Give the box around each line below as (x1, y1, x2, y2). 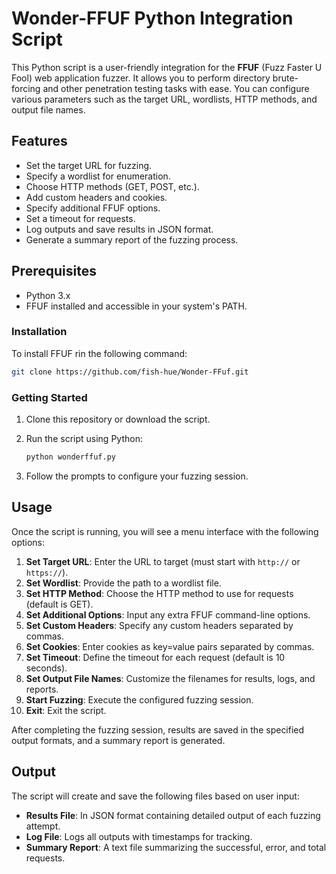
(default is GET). (25, 598, 94, 610)
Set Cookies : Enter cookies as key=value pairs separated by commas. (25, 640, 315, 652)
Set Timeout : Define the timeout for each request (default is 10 (25, 651, 286, 663)
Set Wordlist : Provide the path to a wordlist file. (25, 577, 222, 589)
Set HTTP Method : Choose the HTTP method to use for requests (25, 587, 294, 599)
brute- (272, 72, 299, 84)
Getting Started (11, 390, 88, 404)
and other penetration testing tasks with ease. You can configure (42, 82, 310, 94)
